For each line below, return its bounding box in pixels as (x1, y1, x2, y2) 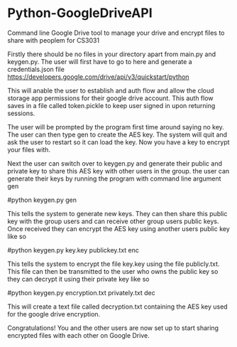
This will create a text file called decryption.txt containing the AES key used (7, 302, 228, 311)
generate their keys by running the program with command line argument (7, 174, 221, 183)
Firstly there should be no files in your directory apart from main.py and (7, 50, 216, 58)
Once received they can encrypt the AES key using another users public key (7, 224, 231, 233)
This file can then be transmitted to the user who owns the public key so (7, 267, 219, 275)
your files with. (7, 145, 51, 154)
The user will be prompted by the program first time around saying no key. (7, 122, 225, 131)
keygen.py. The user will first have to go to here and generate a (7, 57, 193, 65)
